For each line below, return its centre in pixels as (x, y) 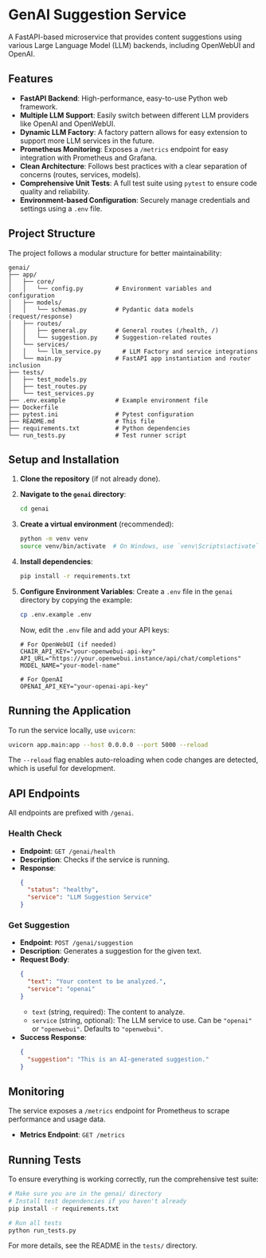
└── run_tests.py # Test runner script (98, 435)
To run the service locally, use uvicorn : (72, 730)
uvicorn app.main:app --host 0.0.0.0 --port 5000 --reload (108, 744)
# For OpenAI (41, 679)
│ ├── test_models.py (48, 379)
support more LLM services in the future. (87, 141)
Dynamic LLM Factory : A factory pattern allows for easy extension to (133, 132)
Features (31, 79)
